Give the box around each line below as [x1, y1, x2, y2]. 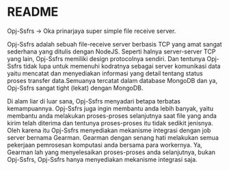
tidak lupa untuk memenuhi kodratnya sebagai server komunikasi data [23, 62, 221, 70]
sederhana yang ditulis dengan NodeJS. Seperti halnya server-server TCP [7, 47, 216, 56]
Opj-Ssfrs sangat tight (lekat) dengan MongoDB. [7, 84, 144, 92]
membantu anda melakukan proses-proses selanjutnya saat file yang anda [7, 111, 217, 120]
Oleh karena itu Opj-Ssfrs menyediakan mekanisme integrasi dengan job [7, 126, 211, 134]
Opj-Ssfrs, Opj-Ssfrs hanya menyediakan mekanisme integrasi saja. [7, 155, 198, 163]
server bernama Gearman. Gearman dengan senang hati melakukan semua [7, 133, 219, 141]
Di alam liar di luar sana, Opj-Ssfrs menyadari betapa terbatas [7, 97, 181, 105]
